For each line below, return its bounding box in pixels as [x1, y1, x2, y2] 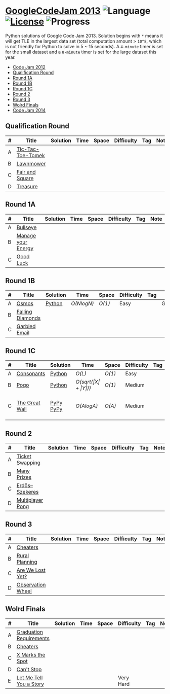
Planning [16, 558, 37, 565]
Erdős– [16, 482, 33, 489]
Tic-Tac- [16, 145, 39, 152]
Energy [16, 245, 34, 252]
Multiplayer [16, 497, 44, 503]
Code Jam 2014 [12, 107, 46, 113]
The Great [16, 399, 40, 406]
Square [16, 175, 34, 182]
